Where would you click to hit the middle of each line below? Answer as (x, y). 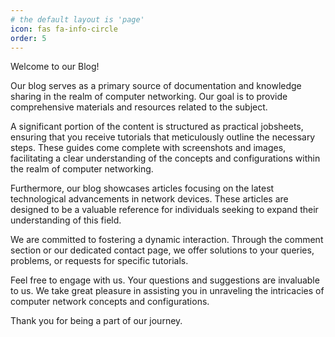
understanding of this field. (66, 220)
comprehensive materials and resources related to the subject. (139, 107)
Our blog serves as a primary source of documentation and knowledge (156, 86)
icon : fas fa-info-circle (64, 29)
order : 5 (28, 38)
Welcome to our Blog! (55, 67)
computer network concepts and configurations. (110, 302)
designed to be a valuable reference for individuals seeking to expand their (164, 210)
